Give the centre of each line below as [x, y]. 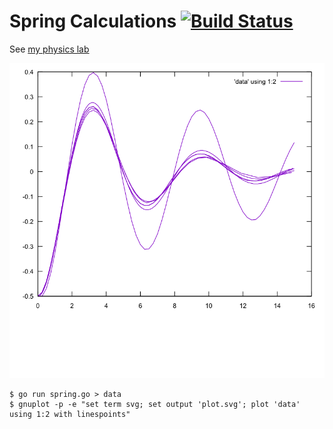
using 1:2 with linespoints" [70, 414]
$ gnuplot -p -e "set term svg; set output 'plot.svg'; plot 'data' [155, 404]
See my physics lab [49, 49]
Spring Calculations [93, 21]
